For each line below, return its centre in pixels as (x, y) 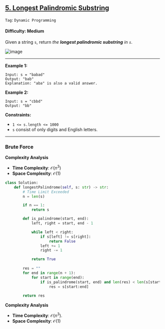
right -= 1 (51, 250)
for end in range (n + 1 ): (49, 273)
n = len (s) (34, 196)
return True (43, 259)
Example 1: (16, 66)
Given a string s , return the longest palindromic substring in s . (69, 42)
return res (34, 296)
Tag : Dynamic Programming (31, 20)
